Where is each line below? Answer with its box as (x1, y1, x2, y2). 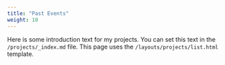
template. (7, 49, 34, 58)
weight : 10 (7, 16, 39, 23)
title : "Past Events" (7, 10, 69, 17)
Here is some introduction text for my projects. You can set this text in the (7, 35, 216, 43)
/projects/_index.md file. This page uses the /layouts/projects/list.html (7, 42, 219, 51)
